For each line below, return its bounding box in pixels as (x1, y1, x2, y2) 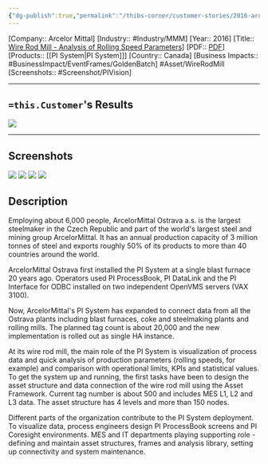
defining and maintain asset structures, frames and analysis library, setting (8, 438, 254, 448)
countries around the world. (8, 250, 100, 259)
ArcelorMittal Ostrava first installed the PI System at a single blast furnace (8, 265, 251, 275)
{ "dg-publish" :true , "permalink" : (8, 11, 120, 20)
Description (8, 195, 68, 208)
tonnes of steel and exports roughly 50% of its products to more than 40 (8, 241, 247, 251)
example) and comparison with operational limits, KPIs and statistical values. (8, 364, 259, 373)
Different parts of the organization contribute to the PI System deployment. (8, 413, 254, 423)
